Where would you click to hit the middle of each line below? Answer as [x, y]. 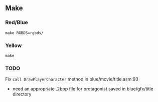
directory [22, 94]
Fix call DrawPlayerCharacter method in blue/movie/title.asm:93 [72, 79]
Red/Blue [17, 22]
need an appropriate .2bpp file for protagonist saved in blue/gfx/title [83, 89]
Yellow [14, 45]
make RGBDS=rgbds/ [24, 33]
